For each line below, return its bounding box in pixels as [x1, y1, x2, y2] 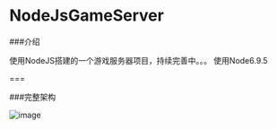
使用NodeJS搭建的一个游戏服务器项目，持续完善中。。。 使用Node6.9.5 [9, 55, 268, 65]
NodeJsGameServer [9, 5, 164, 26]
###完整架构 [9, 91, 56, 102]
